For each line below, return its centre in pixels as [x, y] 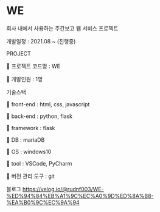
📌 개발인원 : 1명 [25, 79]
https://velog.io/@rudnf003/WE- [63, 189]
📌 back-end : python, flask [40, 116]
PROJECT [19, 53]
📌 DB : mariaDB [26, 140]
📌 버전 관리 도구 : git [30, 176]
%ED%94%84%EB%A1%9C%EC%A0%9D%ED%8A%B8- [80, 196]
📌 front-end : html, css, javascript [48, 104]
